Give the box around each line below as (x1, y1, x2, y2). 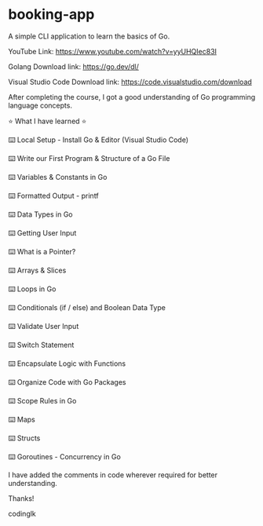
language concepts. (8, 100, 73, 110)
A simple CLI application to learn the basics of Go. (8, 31, 170, 41)
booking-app (8, 5, 95, 24)
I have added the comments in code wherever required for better (8, 469, 218, 480)
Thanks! (8, 493, 35, 503)
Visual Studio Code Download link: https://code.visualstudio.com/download (8, 77, 253, 86)
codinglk (8, 509, 37, 518)
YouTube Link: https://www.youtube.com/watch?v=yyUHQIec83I (8, 46, 217, 56)
